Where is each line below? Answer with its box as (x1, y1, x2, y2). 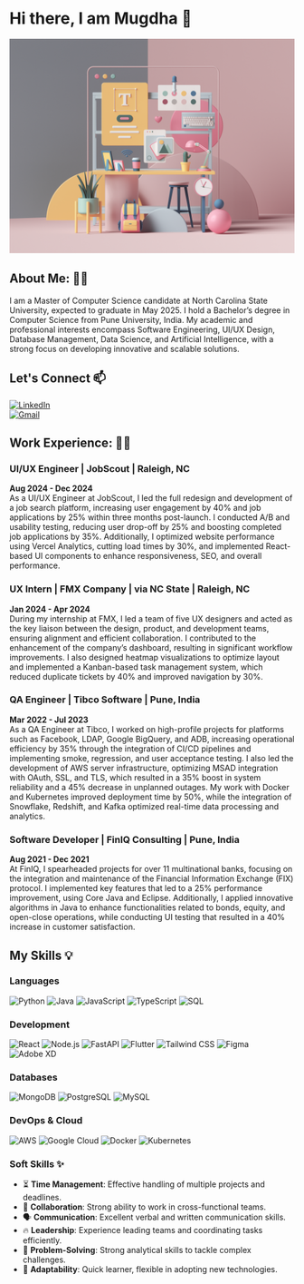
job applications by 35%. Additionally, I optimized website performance (9, 531, 275, 543)
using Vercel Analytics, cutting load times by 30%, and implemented (9, 541, 264, 552)
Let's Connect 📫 (9, 371, 107, 387)
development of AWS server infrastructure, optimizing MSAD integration (9, 762, 279, 773)
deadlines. (22, 1192, 62, 1203)
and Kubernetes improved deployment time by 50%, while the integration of (9, 791, 292, 802)
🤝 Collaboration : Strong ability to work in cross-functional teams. (22, 1201, 267, 1212)
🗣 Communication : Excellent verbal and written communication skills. (22, 1211, 287, 1223)
